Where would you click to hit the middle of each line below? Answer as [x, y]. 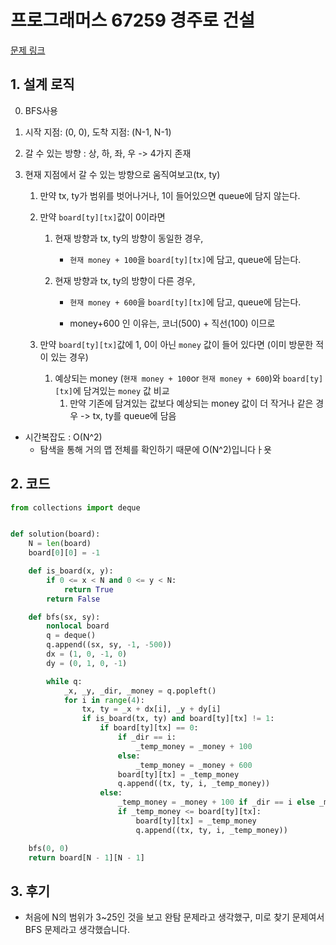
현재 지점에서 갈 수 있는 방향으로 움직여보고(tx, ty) [122, 174]
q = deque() [71, 636]
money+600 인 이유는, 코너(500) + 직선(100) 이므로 [172, 323]
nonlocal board [78, 626]
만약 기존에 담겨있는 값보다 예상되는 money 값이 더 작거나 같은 [191, 403]
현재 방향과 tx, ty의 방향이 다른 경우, [125, 280]
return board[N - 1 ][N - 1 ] [86, 857]
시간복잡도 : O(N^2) [63, 437]
